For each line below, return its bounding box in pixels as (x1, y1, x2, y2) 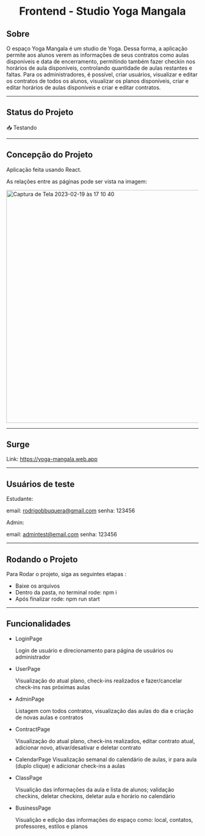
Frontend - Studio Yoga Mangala (19, 4, 186, 18)
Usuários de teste (6, 479, 75, 489)
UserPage (15, 665, 41, 672)
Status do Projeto (6, 107, 74, 117)
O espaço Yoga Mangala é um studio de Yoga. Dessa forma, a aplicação (6, 45, 188, 52)
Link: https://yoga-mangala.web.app (6, 456, 98, 463)
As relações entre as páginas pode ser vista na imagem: (6, 177, 148, 185)
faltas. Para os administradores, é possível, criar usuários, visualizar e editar (6, 71, 198, 78)
